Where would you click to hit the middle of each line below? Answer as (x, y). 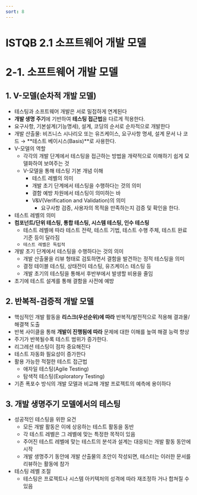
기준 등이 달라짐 (41, 237)
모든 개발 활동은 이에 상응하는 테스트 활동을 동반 (78, 427)
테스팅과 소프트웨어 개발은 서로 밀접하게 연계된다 (70, 111)
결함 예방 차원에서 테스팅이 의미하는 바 (76, 193)
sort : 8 (15, 12)
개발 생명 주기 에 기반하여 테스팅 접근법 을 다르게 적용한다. (80, 119)
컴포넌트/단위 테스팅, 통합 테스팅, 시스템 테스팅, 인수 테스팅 (82, 223)
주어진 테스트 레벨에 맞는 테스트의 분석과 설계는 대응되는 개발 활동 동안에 (107, 442)
